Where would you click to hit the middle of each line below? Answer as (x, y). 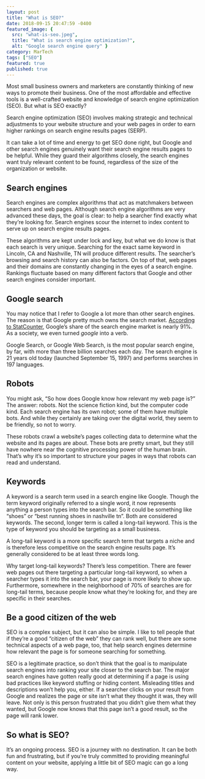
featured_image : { (30, 29)
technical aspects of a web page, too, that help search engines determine (99, 645)
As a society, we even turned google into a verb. (67, 333)
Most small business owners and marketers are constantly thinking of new (100, 86)
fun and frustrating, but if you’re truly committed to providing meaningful (98, 756)
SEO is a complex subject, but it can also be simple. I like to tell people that (100, 632)
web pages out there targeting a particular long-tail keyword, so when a (97, 572)
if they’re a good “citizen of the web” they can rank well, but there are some (102, 639)
